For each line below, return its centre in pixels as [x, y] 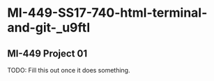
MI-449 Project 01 [47, 53]
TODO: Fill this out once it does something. [69, 70]
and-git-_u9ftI [49, 28]
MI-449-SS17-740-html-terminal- [107, 13]
